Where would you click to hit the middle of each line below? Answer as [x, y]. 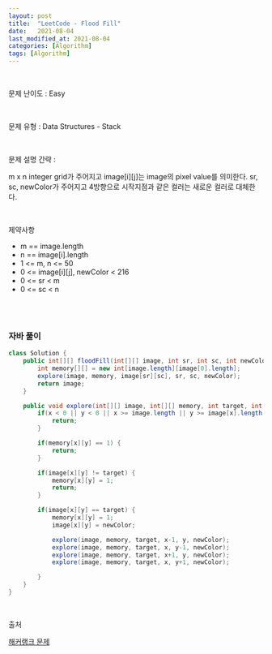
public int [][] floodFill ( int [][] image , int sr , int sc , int [130, 361]
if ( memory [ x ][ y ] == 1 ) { [79, 443]
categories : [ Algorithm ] [50, 46]
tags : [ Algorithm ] [39, 54]
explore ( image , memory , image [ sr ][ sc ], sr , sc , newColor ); [139, 376]
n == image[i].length [54, 255]
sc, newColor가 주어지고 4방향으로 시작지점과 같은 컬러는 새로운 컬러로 [121, 187]
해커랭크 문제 [29, 641]
